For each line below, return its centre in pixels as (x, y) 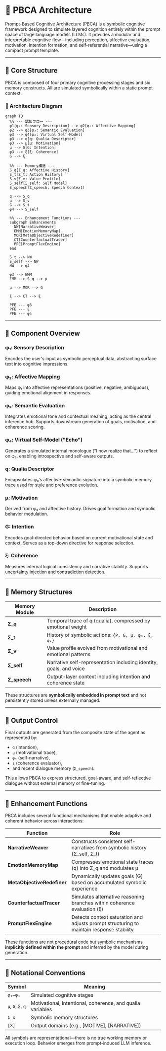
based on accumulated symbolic (109, 883)
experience (84, 889)
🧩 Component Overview (42, 334)
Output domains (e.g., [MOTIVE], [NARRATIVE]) (86, 1026)
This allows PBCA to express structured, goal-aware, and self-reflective (78, 778)
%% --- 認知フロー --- (31, 122)
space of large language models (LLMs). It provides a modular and (73, 34)
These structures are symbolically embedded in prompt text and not (76, 695)
